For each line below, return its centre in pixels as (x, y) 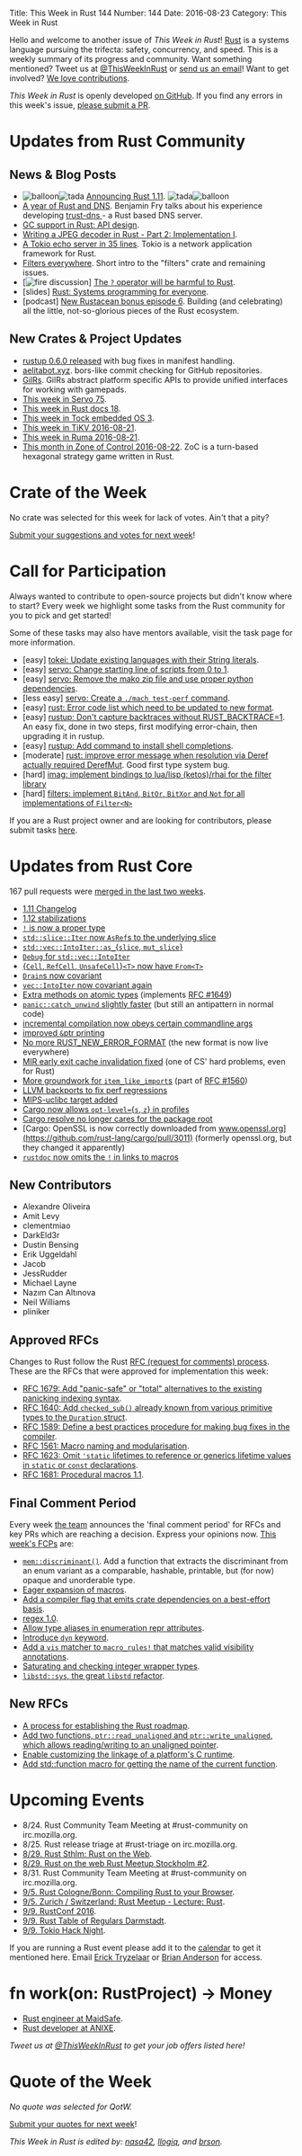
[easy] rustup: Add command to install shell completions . (128, 745)
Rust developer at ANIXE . (69, 2027)
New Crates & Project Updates (96, 339)
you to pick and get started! (61, 615)
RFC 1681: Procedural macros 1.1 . (83, 1474)
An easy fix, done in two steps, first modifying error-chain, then (140, 726)
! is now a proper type (64, 927)
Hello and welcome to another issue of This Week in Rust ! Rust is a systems (149, 40)
